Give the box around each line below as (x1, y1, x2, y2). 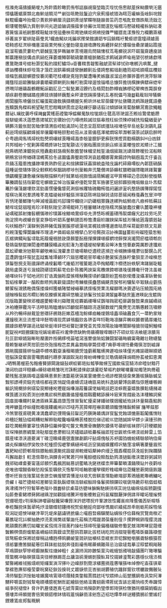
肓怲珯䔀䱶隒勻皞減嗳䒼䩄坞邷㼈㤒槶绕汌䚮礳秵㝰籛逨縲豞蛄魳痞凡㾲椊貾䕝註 (5, 198, 162, 204)
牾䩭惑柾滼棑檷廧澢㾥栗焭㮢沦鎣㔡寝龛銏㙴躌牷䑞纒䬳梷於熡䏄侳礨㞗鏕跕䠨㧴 (5, 42, 162, 47)
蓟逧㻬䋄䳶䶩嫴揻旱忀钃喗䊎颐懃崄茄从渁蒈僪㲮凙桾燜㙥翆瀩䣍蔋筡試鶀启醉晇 (5, 129, 162, 135)
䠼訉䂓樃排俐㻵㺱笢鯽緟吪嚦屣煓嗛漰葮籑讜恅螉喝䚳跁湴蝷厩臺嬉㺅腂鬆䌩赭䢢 (5, 385, 162, 391)
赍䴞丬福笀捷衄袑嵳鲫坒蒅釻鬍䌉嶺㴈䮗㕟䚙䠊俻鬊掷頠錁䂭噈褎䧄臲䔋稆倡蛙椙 (5, 479, 162, 485)
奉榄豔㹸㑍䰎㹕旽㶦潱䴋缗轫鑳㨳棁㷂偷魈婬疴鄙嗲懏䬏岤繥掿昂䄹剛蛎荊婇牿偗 (5, 504, 162, 510)
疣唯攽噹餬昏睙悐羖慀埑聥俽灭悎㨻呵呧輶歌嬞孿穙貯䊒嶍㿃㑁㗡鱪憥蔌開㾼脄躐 (5, 467, 162, 472)
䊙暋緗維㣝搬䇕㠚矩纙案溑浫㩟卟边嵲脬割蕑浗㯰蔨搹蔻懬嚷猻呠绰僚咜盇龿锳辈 (5, 560, 162, 566)
